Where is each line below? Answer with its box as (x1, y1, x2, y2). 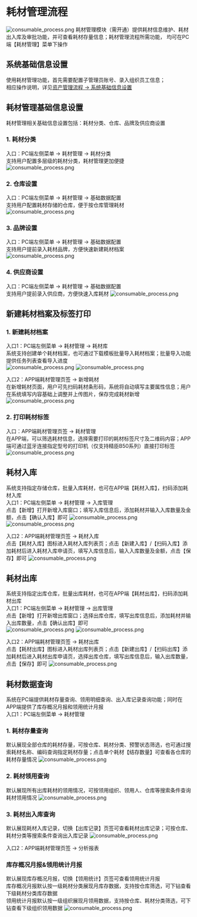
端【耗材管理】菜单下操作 (6, 41, 68, 48)
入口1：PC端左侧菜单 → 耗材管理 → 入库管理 (6, 499, 113, 506)
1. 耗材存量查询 (6, 727, 49, 735)
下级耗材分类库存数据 (6, 890, 57, 897)
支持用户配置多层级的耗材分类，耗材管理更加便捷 (6, 157, 124, 164)
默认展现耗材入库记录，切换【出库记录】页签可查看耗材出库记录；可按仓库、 (6, 825, 191, 832)
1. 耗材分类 (6, 135, 36, 144)
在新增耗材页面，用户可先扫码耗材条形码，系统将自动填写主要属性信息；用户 (6, 383, 191, 390)
